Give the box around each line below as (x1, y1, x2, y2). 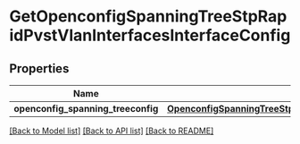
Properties (9, 61, 70, 76)
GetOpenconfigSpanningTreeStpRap (9, 6, 287, 27)
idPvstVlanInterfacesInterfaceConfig (9, 25, 291, 46)
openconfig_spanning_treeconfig (13, 103, 159, 114)
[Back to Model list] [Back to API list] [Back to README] (9, 125, 214, 136)
